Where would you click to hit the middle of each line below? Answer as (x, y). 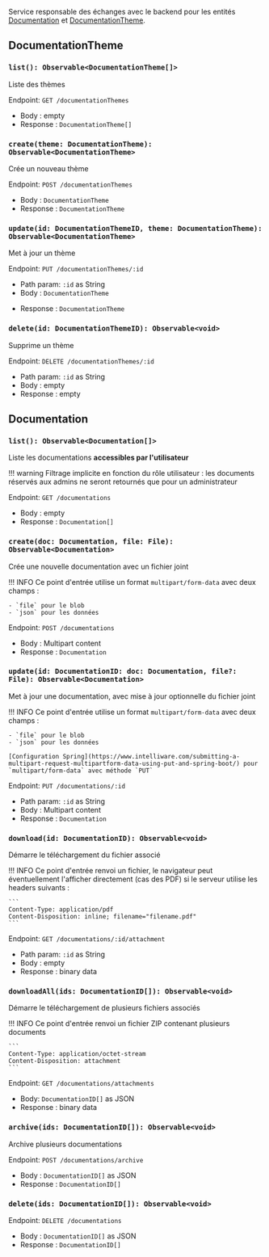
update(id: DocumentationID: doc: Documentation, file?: (123, 671)
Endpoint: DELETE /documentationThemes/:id (82, 361)
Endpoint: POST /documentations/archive (76, 1159)
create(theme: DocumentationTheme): (80, 144)
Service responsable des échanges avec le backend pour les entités (122, 12)
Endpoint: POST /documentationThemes (71, 184)
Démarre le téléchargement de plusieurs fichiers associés (104, 1008)
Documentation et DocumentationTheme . (77, 20)
